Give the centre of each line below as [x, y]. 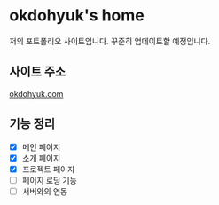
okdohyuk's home [77, 16]
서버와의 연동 [45, 191]
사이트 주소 [38, 72]
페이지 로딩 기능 [49, 180]
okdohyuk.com [36, 93]
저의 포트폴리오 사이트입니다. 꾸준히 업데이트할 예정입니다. [110, 41]
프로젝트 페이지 [48, 169]
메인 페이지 [41, 146]
